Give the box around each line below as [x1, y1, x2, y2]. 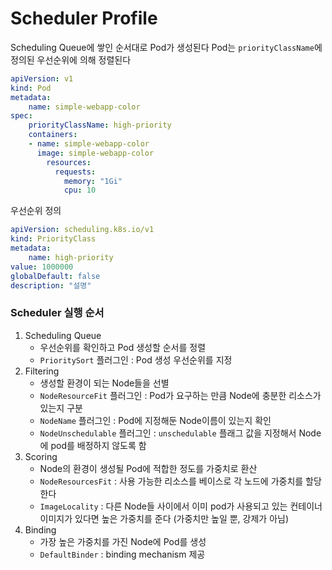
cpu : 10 [63, 185, 97, 196]
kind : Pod [10, 83, 52, 93]
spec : [10, 111, 33, 121]
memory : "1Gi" [63, 176, 123, 186]
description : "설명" [10, 280, 92, 291]
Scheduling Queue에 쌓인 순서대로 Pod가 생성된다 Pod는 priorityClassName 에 [10, 41, 323, 53]
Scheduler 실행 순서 [10, 306, 105, 320]
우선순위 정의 [10, 205, 62, 217]
